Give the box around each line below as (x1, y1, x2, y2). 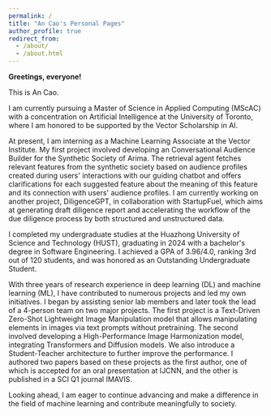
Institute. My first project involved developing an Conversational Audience (8, 145, 256, 154)
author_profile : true (8, 27, 82, 35)
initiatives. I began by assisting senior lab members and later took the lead (8, 297, 256, 307)
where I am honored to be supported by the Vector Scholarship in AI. (8, 121, 239, 130)
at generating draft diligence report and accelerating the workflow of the (8, 205, 251, 215)
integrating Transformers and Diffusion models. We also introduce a (8, 340, 235, 350)
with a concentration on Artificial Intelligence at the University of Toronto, (8, 112, 253, 122)
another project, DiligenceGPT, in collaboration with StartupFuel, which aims (8, 196, 264, 206)
